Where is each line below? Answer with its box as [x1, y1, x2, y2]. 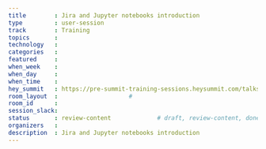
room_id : [8, 99, 59, 107]
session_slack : [8, 107, 59, 115]
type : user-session [8, 19, 104, 27]
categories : [8, 48, 59, 56]
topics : [8, 33, 59, 42]
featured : [8, 56, 59, 64]
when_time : [8, 77, 59, 85]
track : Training [8, 26, 90, 34]
